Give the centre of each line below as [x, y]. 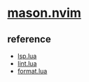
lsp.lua [27, 56]
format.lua [32, 71]
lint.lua [27, 64]
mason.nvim [44, 13]
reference [29, 39]
